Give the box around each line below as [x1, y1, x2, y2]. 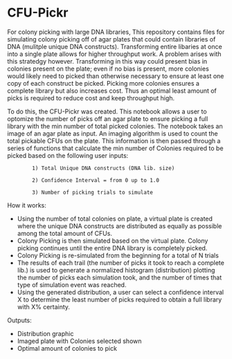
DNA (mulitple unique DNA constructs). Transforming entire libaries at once [7, 42, 223, 50]
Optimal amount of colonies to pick [17, 344, 118, 352]
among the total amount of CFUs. [17, 229, 113, 237]
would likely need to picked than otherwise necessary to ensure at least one [7, 71, 224, 80]
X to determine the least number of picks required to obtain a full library [17, 295, 222, 304]
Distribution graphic [17, 329, 74, 338]
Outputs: [7, 316, 33, 324]
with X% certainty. [17, 302, 71, 311]
